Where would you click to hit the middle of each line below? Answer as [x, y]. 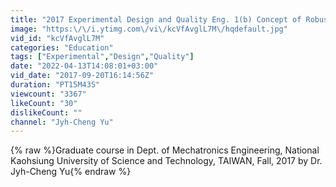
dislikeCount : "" [46, 112]
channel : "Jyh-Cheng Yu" [62, 122]
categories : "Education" [62, 47]
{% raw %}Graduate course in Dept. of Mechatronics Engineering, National [165, 150]
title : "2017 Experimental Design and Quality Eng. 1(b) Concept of [156, 19]
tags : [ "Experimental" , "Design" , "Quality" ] [102, 57]
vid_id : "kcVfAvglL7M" [57, 38]
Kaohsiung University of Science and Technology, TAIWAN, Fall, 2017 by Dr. [166, 161]
